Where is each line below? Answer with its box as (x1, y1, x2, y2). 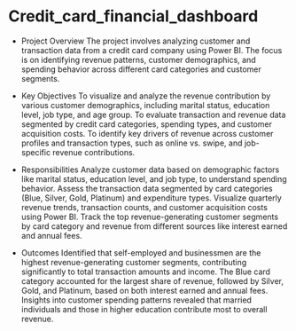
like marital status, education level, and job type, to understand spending (20, 173, 287, 184)
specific (20, 146, 51, 157)
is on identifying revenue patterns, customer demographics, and (20, 54, 256, 65)
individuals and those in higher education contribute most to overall (20, 303, 268, 314)
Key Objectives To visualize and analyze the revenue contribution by (20, 91, 271, 101)
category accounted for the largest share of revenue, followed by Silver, (20, 275, 284, 286)
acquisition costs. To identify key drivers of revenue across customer (20, 128, 274, 138)
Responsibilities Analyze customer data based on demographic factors (20, 164, 280, 175)
